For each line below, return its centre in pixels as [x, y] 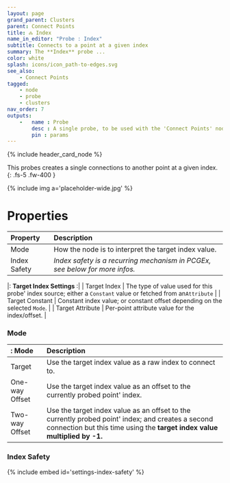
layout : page [26, 13]
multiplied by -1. [75, 436]
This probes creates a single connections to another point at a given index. [112, 168]
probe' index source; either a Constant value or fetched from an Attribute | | [114, 293]
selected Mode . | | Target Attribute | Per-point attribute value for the [101, 308]
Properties [38, 216]
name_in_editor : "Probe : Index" [55, 39]
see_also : [21, 71]
